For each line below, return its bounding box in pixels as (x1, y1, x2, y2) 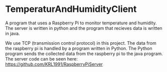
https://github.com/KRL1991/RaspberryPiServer (5, 61, 103, 67)
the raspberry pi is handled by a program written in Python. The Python (5, 45, 152, 51)
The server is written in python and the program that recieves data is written (5, 25, 162, 31)
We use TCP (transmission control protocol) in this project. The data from (5, 40, 156, 46)
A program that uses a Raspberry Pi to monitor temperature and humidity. (5, 20, 157, 26)
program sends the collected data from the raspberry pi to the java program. (5, 51, 163, 57)
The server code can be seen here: (5, 56, 78, 62)
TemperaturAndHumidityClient (5, 3, 137, 15)
